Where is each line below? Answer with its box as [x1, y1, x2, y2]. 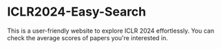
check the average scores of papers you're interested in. [7, 33, 169, 42]
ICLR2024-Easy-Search [7, 4, 147, 20]
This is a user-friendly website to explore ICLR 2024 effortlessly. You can [7, 27, 215, 35]
